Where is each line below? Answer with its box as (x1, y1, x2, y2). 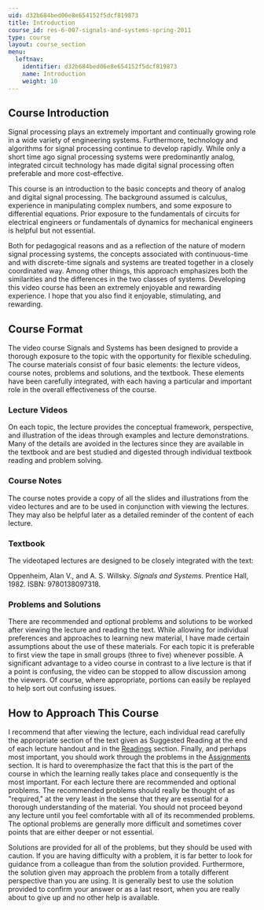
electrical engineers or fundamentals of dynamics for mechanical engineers (8, 218, 254, 227)
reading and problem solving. (8, 456, 104, 465)
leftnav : (15, 56, 44, 64)
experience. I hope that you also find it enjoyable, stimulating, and (8, 292, 222, 301)
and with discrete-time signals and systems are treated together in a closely (8, 258, 254, 267)
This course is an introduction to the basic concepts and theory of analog (8, 184, 246, 193)
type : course (8, 33, 51, 42)
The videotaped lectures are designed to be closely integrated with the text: (8, 556, 254, 566)
